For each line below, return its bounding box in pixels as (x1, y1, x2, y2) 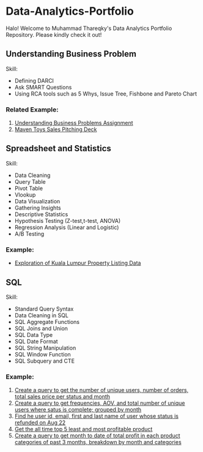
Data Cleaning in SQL (14, 311, 68, 319)
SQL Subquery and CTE (14, 357, 75, 364)
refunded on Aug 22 (14, 419, 66, 426)
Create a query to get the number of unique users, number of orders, (14, 386, 189, 394)
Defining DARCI (14, 77, 54, 84)
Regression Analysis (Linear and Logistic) (14, 224, 119, 231)
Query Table (14, 178, 46, 185)
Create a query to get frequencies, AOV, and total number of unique (14, 399, 185, 407)
